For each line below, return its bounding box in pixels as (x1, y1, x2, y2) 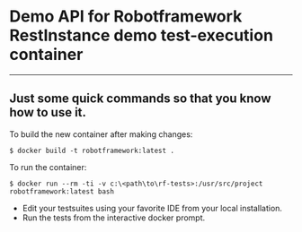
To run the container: (9, 161, 87, 172)
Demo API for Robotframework (9, 6, 243, 27)
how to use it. (9, 105, 87, 120)
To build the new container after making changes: (9, 128, 193, 140)
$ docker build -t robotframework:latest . (9, 146, 175, 155)
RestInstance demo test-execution (9, 25, 274, 46)
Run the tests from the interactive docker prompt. (22, 212, 206, 223)
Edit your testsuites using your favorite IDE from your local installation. (22, 202, 283, 213)
